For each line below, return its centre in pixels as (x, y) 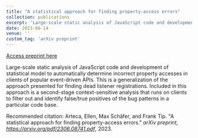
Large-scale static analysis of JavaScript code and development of (88, 67)
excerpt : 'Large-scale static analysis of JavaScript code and (85, 22)
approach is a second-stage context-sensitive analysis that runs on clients (97, 92)
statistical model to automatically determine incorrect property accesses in (97, 73)
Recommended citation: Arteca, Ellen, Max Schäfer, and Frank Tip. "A (90, 116)
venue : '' (18, 34)
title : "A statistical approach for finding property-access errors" (93, 11)
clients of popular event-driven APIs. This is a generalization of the (87, 80)
